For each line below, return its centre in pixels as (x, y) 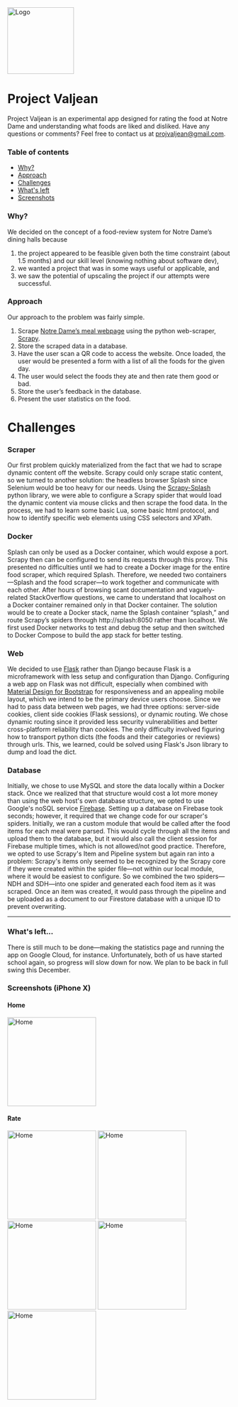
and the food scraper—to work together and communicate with (127, 582)
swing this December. (39, 970)
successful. (34, 283)
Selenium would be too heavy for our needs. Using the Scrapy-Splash (109, 488)
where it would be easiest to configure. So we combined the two (101, 876)
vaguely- (202, 590)
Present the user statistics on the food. (74, 399)
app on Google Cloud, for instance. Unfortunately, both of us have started (115, 954)
